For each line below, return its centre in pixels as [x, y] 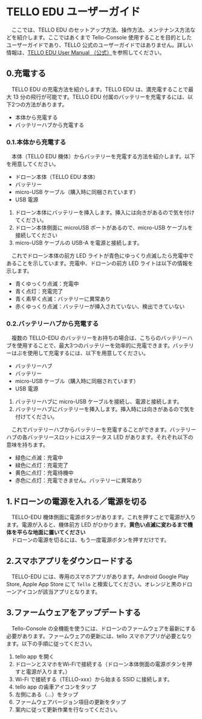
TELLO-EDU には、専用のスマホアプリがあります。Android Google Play [100, 577]
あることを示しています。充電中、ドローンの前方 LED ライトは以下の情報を [100, 263]
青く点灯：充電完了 [39, 292]
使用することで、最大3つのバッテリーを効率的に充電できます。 [95, 346]
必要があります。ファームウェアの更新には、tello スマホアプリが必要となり [99, 636]
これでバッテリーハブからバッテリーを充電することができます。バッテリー [104, 430]
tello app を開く [34, 656]
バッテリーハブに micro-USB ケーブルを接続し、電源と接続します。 [99, 402]
